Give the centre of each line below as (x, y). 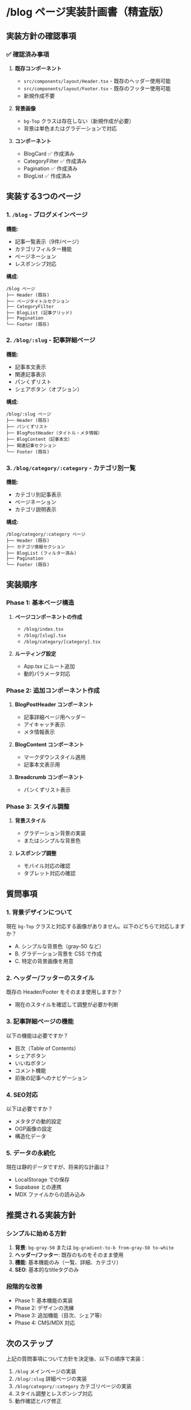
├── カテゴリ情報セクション (36, 547)
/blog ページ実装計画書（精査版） (88, 12)
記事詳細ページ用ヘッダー (55, 717)
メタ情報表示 (39, 732)
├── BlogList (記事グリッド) (39, 313)
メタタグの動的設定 (38, 1122)
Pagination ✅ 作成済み (51, 168)
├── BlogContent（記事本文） (39, 439)
